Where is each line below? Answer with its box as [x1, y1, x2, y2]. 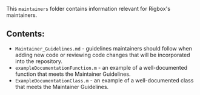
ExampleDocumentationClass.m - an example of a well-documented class [15, 76, 194, 84]
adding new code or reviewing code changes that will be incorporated [15, 51, 190, 58]
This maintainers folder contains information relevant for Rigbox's [6, 5, 171, 12]
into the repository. [15, 57, 62, 65]
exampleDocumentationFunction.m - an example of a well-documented [15, 64, 188, 71]
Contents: [6, 29, 45, 39]
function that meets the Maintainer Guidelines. [15, 70, 131, 78]
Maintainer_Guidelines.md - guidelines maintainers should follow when [15, 44, 193, 52]
